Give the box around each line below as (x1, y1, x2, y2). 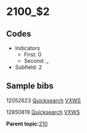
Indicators (14, 44, 40, 52)
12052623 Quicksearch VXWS (6, 96, 81, 104)
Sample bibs (6, 81, 54, 91)
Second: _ (23, 58, 49, 64)
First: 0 (23, 51, 42, 58)
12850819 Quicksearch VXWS (6, 108, 80, 116)
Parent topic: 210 (6, 120, 48, 127)
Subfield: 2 (14, 64, 42, 71)
